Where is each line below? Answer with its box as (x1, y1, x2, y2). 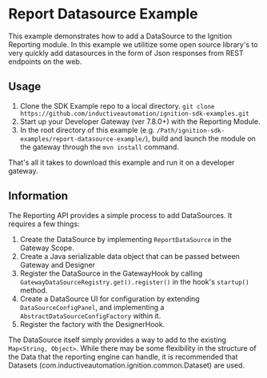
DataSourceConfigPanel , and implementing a (19, 302, 165, 312)
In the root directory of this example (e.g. (19, 125, 155, 134)
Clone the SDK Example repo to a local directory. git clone (19, 101, 215, 110)
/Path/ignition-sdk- (156, 126, 225, 134)
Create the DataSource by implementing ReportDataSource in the (19, 234, 232, 244)
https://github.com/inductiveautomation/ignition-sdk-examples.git (19, 109, 249, 117)
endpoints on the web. (8, 57, 82, 66)
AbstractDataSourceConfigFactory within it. (19, 311, 161, 320)
